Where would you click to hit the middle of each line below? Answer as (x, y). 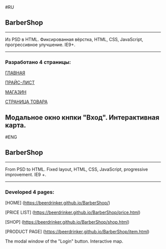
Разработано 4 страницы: (38, 62)
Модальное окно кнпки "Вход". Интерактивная (82, 117)
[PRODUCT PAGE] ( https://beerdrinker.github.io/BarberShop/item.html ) (77, 232)
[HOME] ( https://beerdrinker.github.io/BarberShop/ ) (58, 203)
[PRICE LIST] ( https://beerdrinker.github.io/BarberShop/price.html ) (73, 212)
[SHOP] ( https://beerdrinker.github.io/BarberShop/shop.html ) (67, 222)
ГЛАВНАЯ (15, 73)
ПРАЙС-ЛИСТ (20, 83)
